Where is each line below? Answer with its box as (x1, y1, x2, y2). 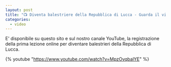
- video (10, 21, 26, 27)
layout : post (5, 7, 33, 13)
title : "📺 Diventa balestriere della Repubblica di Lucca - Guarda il (5, 12, 160, 17)
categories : (5, 17, 31, 22)
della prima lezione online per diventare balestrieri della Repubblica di (5, 41, 152, 47)
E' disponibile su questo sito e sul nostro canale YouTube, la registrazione (5, 36, 159, 42)
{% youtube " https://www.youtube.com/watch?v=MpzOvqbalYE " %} (5, 56, 149, 62)
